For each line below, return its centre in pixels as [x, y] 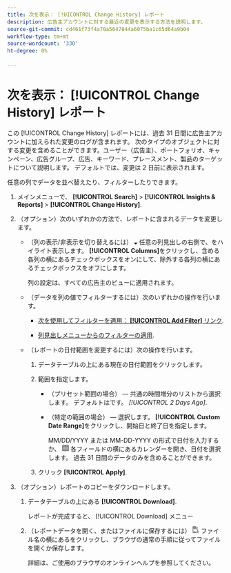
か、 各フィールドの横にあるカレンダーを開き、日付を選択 [134, 449]
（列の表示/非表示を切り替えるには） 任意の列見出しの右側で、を [122, 242]
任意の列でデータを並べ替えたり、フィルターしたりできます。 [94, 182]
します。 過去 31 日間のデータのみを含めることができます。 [132, 457]
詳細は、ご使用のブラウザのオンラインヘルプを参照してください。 [121, 563]
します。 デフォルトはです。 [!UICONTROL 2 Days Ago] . [128, 402]
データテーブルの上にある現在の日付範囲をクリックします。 [122, 364]
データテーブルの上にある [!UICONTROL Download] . [102, 501]
